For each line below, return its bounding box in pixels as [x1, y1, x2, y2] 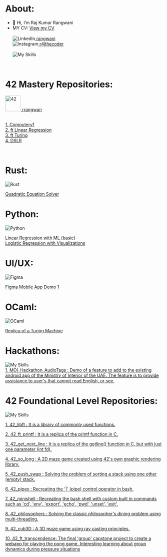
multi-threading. [5, 516, 38, 522]
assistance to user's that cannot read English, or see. [5, 377, 115, 383]
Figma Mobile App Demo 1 [5, 284, 59, 290]
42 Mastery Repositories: [5, 79, 113, 90]
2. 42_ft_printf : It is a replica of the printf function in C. [5, 431, 118, 437]
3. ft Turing [5, 132, 28, 138]
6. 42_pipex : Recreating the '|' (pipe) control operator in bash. [5, 486, 134, 492]
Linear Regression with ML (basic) [5, 235, 76, 241]
